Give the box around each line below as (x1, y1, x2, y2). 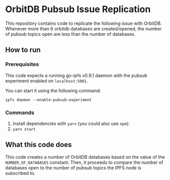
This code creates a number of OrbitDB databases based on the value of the (5, 154, 165, 160)
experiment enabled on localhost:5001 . (5, 77, 88, 84)
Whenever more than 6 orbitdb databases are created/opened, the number (5, 25, 162, 31)
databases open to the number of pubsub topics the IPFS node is (5, 164, 142, 170)
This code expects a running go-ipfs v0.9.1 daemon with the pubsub (5, 72, 148, 78)
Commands (5, 109, 35, 116)
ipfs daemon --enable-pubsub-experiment (5, 97, 92, 102)
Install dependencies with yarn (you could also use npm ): (12, 120, 130, 126)
